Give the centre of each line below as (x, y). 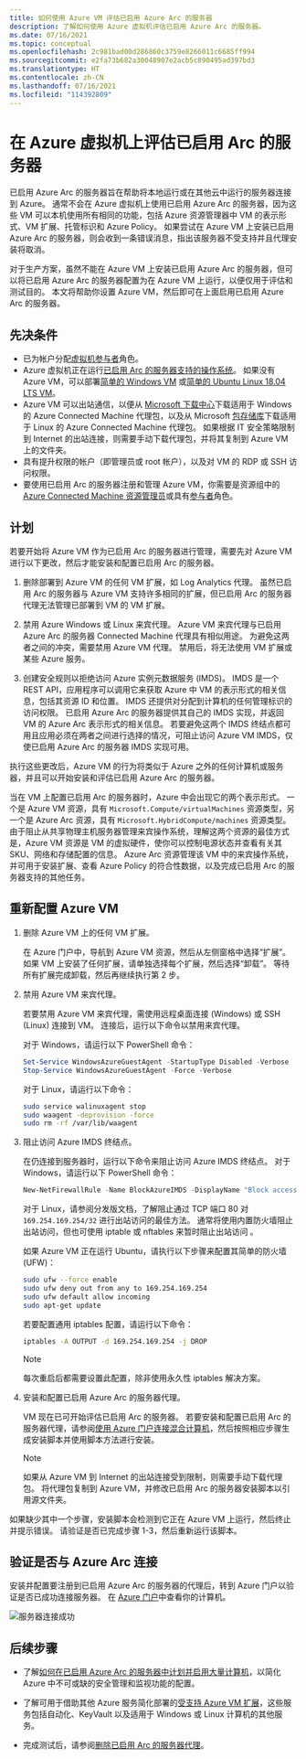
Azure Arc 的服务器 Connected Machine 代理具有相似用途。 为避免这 (152, 636)
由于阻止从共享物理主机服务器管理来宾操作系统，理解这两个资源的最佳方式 (149, 831)
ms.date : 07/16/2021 (49, 35)
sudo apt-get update (62, 1305)
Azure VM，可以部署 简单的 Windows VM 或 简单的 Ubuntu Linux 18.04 (154, 381)
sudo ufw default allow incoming (86, 1297)
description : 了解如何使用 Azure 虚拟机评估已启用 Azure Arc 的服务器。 (137, 27)
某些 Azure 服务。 (56, 659)
